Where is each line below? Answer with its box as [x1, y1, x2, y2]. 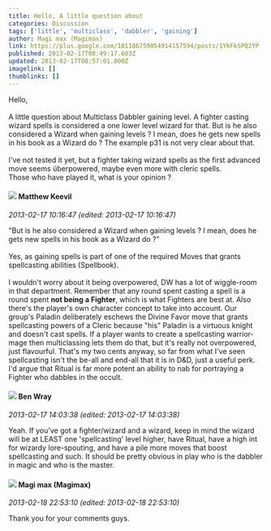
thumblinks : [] [8, 72, 60, 80]
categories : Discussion [8, 19, 89, 28]
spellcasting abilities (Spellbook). [8, 260, 119, 270]
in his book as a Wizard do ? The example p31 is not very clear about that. [8, 137, 256, 147]
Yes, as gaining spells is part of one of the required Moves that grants [8, 251, 241, 261]
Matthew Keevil [18, 192, 72, 201]
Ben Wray [18, 391, 52, 402]
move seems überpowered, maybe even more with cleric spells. [8, 163, 222, 173]
